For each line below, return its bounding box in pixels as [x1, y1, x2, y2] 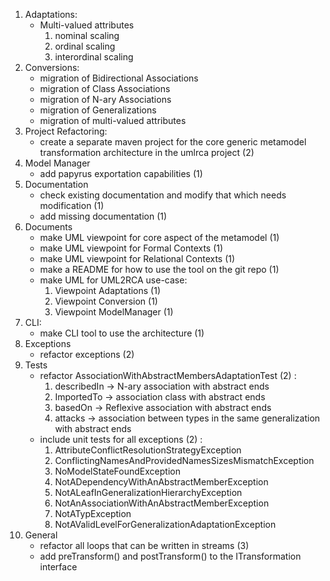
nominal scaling [54, 30, 120, 41]
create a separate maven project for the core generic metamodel [39, 136, 307, 148]
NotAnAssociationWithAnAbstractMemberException [54, 497, 270, 509]
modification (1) [39, 200, 105, 211]
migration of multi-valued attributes [39, 115, 187, 126]
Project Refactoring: [24, 125, 108, 137]
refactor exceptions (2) [39, 349, 135, 360]
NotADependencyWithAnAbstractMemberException [54, 476, 269, 488]
